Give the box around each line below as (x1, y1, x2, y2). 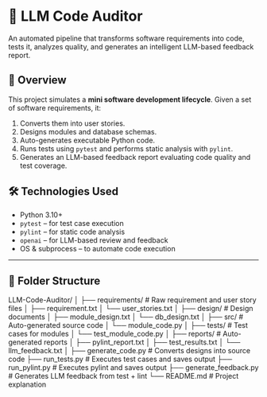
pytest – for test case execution (19, 218, 125, 228)
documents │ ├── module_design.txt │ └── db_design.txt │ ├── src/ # (8, 312, 244, 321)
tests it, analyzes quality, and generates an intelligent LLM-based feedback (8, 41, 254, 51)
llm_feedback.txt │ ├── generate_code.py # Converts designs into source (8, 346, 251, 356)
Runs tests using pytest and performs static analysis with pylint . (19, 143, 234, 154)
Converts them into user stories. (19, 119, 126, 128)
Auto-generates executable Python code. (19, 135, 156, 145)
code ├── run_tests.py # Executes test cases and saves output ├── (8, 354, 233, 364)
